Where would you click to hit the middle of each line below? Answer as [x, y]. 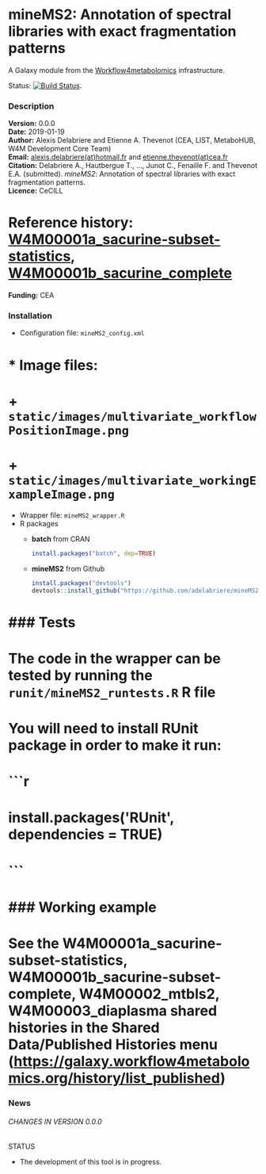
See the [34, 943]
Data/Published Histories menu [113, 1044]
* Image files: [53, 365]
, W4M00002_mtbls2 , [145, 994]
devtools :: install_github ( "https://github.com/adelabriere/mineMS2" [147, 591]
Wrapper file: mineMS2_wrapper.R [72, 515]
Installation [30, 316]
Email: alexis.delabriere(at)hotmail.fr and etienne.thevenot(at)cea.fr [118, 157]
